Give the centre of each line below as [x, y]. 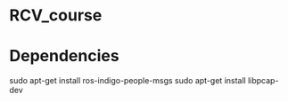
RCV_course [56, 16]
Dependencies [64, 56]
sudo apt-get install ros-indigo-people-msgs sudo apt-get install [128, 81]
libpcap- [263, 81]
